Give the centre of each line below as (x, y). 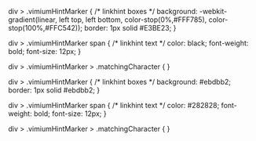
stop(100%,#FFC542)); (45, 28)
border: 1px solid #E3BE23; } (130, 28)
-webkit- (213, 11)
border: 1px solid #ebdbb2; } (54, 90)
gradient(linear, (33, 20)
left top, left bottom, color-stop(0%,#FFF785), (133, 20)
